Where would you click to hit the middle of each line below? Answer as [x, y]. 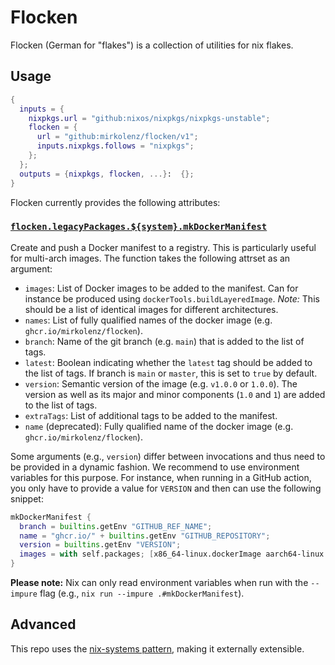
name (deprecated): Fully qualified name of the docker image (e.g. [159, 426]
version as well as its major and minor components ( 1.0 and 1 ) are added [175, 394]
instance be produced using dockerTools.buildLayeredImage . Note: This [172, 298]
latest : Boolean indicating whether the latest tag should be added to [168, 362]
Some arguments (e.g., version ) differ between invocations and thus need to [168, 456]
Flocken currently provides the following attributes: [115, 202]
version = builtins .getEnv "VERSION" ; [100, 545]
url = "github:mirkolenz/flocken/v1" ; [117, 137]
